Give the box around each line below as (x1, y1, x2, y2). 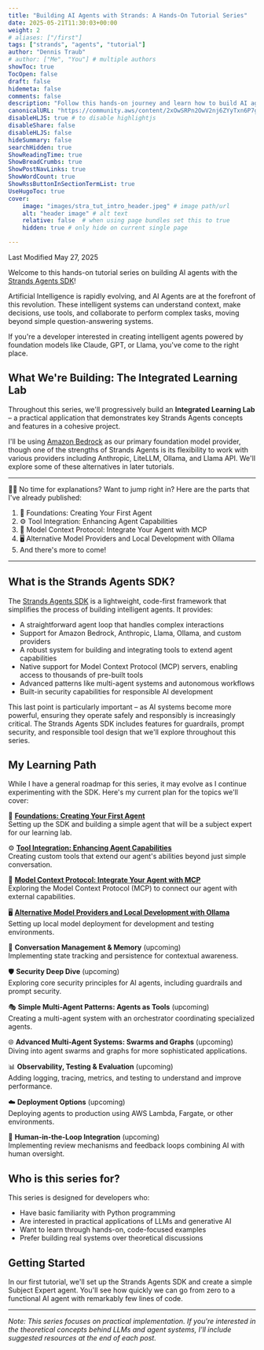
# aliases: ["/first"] (8, 33, 82, 42)
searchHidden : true (8, 143, 72, 151)
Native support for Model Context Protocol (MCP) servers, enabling (19, 661, 238, 671)
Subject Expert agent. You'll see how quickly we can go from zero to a (8, 1285, 236, 1295)
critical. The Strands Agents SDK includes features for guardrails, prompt (8, 719, 245, 728)
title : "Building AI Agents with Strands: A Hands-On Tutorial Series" (8, 11, 247, 20)
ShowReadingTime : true (8, 151, 82, 158)
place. (8, 348, 29, 358)
